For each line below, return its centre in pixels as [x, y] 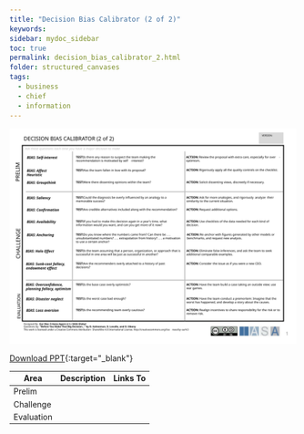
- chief [32, 96]
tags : [20, 77]
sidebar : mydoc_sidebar [55, 38]
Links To [130, 378]
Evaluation [33, 417]
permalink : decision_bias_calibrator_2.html [95, 58]
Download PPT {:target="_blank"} [71, 358]
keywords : [28, 29]
